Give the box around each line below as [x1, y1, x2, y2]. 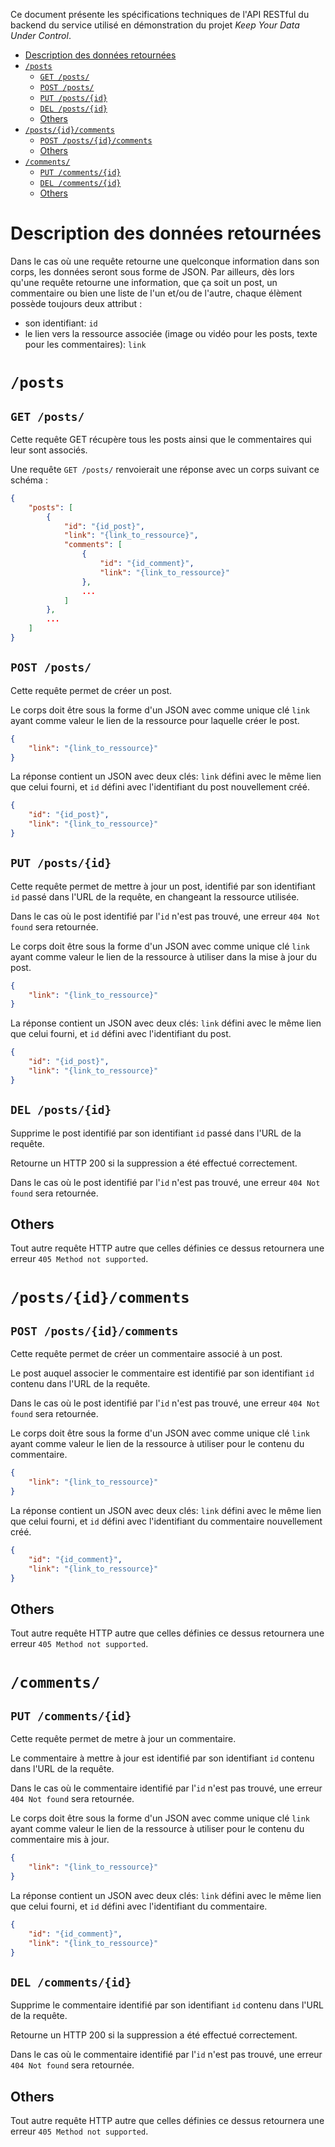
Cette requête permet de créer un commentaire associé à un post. [10, 1348, 283, 1360]
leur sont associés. [10, 444, 88, 456]
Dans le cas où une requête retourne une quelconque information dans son [10, 255, 320, 267]
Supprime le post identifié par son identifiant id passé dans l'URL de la [10, 1127, 302, 1139]
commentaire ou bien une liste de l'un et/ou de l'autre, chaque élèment [10, 287, 303, 299]
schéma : [10, 474, 48, 486]
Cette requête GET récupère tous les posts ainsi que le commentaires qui [10, 433, 312, 445]
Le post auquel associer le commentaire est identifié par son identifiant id [10, 1367, 315, 1379]
